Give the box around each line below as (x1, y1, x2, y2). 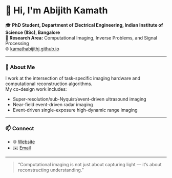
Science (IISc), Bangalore (5, 29, 60, 35)
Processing (5, 40, 29, 46)
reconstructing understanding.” (17, 167, 84, 173)
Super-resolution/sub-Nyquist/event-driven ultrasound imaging (12, 96, 147, 102)
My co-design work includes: (5, 86, 67, 92)
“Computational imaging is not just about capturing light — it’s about (17, 161, 162, 167)
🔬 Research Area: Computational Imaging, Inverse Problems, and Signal (5, 34, 157, 41)
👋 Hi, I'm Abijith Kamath (5, 5, 108, 16)
